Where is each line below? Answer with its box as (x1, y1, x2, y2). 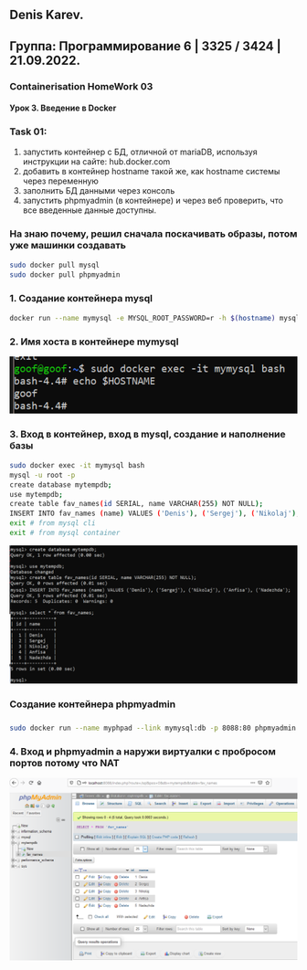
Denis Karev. (9, 7, 84, 23)
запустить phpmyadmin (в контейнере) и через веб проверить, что (22, 195, 283, 206)
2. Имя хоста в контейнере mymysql (9, 335, 179, 348)
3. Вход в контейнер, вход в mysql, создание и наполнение (9, 427, 286, 440)
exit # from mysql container (9, 529, 121, 538)
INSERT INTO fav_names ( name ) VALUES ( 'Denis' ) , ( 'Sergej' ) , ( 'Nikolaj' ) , (9, 509, 301, 519)
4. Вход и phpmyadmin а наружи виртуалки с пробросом (9, 744, 276, 757)
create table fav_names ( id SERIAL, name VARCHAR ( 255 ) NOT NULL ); (9, 500, 263, 509)
